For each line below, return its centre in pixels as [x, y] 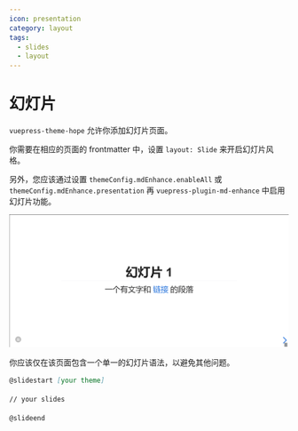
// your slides [37, 399]
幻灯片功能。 [32, 202]
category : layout [41, 28]
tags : [19, 37]
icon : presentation [45, 19]
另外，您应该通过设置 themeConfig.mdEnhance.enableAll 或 [116, 180]
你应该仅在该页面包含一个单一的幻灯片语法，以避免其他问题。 [122, 363]
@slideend [27, 418]
